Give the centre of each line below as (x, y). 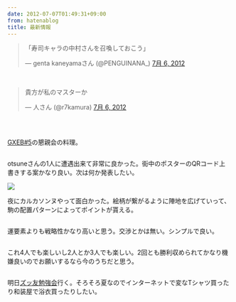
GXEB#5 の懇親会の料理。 (44, 142)
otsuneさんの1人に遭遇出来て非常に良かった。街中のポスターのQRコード (113, 163)
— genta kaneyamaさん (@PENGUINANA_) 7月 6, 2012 (105, 63)
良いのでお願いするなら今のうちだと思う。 (76, 261)
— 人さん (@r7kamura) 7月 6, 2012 (75, 107)
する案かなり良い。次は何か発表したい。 (79, 173)
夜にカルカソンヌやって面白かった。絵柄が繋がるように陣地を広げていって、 (119, 201)
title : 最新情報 (29, 27)
